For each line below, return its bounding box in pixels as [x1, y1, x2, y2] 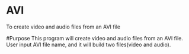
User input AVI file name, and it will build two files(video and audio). [6, 41, 171, 48]
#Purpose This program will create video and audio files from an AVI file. [6, 34, 184, 42]
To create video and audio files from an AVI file [6, 23, 120, 30]
